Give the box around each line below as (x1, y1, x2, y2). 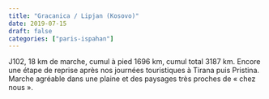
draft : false (8, 27, 53, 35)
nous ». (8, 83, 34, 93)
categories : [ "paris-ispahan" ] (8, 34, 114, 43)
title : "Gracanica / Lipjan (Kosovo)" (8, 11, 139, 20)
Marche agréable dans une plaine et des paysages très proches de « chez (8, 74, 256, 84)
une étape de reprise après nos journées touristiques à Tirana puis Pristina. (8, 66, 260, 75)
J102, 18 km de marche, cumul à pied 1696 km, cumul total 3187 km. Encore (8, 57, 261, 67)
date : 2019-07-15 (8, 19, 67, 28)
